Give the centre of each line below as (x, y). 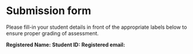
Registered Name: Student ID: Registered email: (66, 45)
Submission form (49, 11)
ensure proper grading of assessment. (53, 33)
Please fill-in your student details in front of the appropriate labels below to (97, 27)
